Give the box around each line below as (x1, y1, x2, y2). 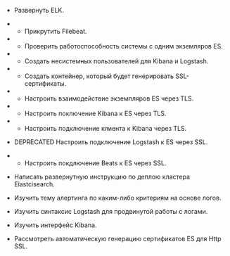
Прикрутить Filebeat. (24, 27, 87, 35)
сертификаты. (24, 79, 67, 87)
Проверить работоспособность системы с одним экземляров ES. (24, 42, 223, 50)
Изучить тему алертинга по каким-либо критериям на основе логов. (13, 193, 222, 202)
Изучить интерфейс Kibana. (13, 221, 97, 229)
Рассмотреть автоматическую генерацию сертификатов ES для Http (13, 235, 222, 243)
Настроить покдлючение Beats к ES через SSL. (24, 159, 167, 167)
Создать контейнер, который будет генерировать (24, 72, 174, 80)
